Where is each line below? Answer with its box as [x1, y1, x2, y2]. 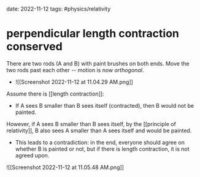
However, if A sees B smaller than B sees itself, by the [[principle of [6, 120, 176, 127]
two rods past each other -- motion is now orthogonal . [6, 66, 144, 73]
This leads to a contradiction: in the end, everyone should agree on [15, 138, 185, 146]
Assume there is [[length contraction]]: [6, 90, 104, 97]
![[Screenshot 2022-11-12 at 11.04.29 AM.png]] [15, 78, 134, 85]
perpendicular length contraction [6, 27, 180, 40]
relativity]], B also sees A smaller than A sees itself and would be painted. [6, 127, 192, 134]
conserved [6, 40, 63, 54]
